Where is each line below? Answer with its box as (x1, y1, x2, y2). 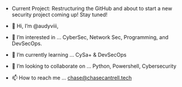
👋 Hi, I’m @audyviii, (11, 23, 59, 29)
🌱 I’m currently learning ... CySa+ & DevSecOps (11, 51, 127, 58)
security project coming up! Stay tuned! (11, 11, 107, 18)
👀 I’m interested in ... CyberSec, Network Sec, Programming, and (11, 34, 168, 40)
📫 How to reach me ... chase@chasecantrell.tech (11, 74, 132, 81)
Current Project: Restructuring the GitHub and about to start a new (11, 5, 173, 12)
